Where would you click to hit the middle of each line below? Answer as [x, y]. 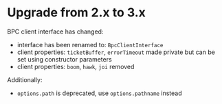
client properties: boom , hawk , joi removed [76, 66]
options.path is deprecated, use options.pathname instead [99, 93]
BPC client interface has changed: [55, 31]
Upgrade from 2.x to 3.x [77, 13]
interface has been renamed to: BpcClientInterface [90, 44]
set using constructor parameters [64, 59]
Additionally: [25, 79]
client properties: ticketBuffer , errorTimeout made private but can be [116, 52]
